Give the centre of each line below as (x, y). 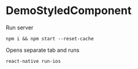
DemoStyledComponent (69, 11)
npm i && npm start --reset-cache (50, 38)
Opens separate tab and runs (43, 50)
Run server (20, 27)
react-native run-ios (33, 61)
